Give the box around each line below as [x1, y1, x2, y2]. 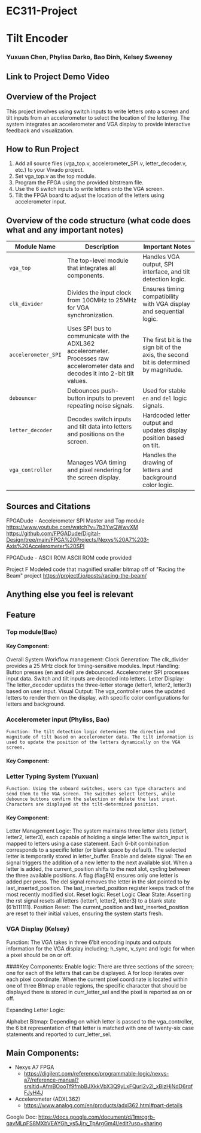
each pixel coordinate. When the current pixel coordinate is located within [6, 976, 188, 983]
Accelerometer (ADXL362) [14, 1095, 81, 1102]
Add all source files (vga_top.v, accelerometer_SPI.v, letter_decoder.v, [14, 160, 187, 167]
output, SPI [142, 260, 173, 269]
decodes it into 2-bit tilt [67, 369, 134, 378]
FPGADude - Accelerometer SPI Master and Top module [6, 517, 145, 524]
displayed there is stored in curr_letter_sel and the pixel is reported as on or [6, 988, 193, 995]
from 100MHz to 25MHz [67, 296, 137, 305]
